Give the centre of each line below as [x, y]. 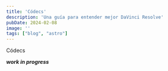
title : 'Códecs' [26, 12]
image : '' [18, 28]
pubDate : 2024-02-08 [32, 22]
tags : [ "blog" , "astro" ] [37, 34]
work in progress [28, 62]
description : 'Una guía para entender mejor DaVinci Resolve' [85, 17]
